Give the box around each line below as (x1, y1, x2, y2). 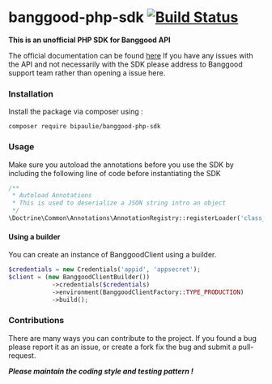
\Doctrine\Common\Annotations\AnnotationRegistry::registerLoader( (8, 214, 241, 222)
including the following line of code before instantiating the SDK (8, 168, 221, 178)
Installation (8, 88, 54, 99)
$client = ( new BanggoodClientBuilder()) (8, 273, 151, 281)
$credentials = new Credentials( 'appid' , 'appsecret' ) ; (8, 265, 201, 274)
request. (8, 350, 36, 360)
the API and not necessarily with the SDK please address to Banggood (8, 59, 243, 69)
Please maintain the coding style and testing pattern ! (8, 366, 194, 376)
